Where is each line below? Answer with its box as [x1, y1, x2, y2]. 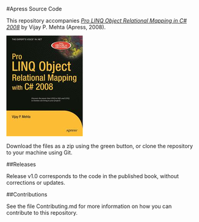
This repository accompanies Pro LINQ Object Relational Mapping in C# [6, 17, 187, 24]
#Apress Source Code [6, 5, 62, 12]
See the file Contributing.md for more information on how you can [6, 202, 172, 210]
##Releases [6, 161, 37, 168]
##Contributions [6, 191, 48, 198]
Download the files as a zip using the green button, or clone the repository [6, 143, 194, 149]
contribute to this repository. [6, 209, 78, 216]
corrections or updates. [6, 179, 65, 186]
